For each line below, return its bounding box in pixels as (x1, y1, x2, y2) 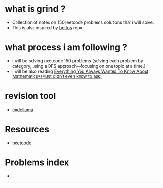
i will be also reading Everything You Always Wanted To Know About (12, 68, 149, 74)
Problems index (5, 157, 69, 168)
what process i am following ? (5, 42, 128, 53)
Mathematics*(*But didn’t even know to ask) (12, 73, 102, 79)
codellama (12, 106, 33, 113)
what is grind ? (5, 3, 65, 15)
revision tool (5, 91, 56, 102)
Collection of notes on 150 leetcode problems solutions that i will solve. (12, 19, 154, 25)
